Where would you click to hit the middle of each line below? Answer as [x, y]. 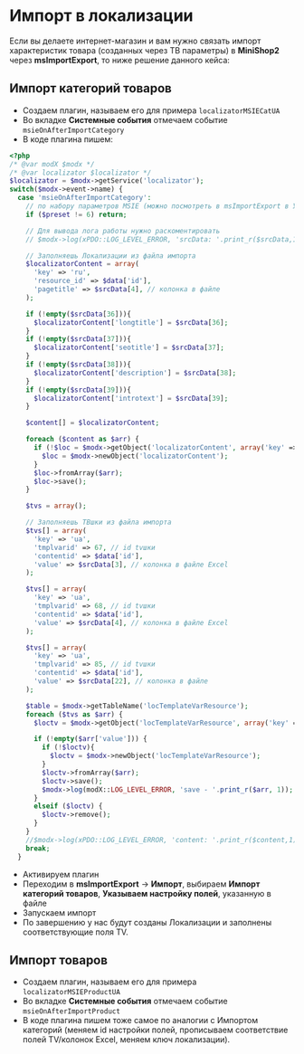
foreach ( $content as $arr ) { [83, 440]
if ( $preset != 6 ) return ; [76, 214]
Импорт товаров [59, 960]
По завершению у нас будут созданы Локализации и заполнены [147, 922]
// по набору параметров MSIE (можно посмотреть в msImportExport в [157, 206]
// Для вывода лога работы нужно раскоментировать [123, 231]
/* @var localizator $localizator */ [81, 173]
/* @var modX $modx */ [52, 164]
